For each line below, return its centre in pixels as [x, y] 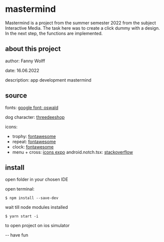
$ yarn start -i [22, 216]
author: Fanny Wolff [25, 61]
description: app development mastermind [48, 80]
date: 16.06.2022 [22, 70]
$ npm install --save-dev [32, 198]
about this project [33, 49]
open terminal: [20, 189]
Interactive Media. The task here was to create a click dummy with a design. [82, 28]
